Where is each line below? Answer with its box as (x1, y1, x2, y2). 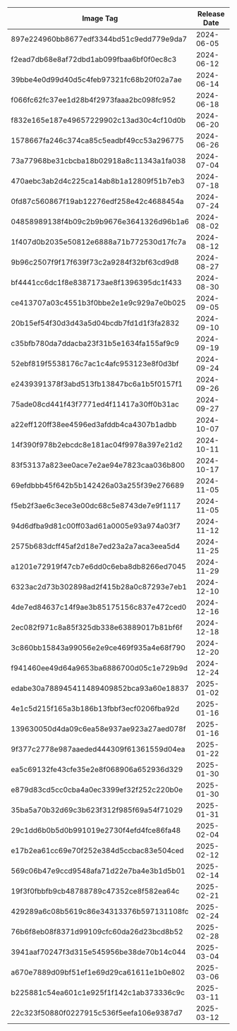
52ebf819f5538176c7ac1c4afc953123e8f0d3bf (11, 359, 179, 368)
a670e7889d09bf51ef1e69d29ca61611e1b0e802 (11, 967, 186, 977)
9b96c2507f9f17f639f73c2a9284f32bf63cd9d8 (11, 258, 179, 267)
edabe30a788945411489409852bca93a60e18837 (11, 684, 189, 693)
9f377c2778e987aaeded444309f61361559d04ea (11, 744, 186, 754)
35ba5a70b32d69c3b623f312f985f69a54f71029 (11, 805, 183, 814)
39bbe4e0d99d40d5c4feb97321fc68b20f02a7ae (11, 75, 182, 84)
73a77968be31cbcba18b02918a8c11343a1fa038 (11, 156, 186, 165)
